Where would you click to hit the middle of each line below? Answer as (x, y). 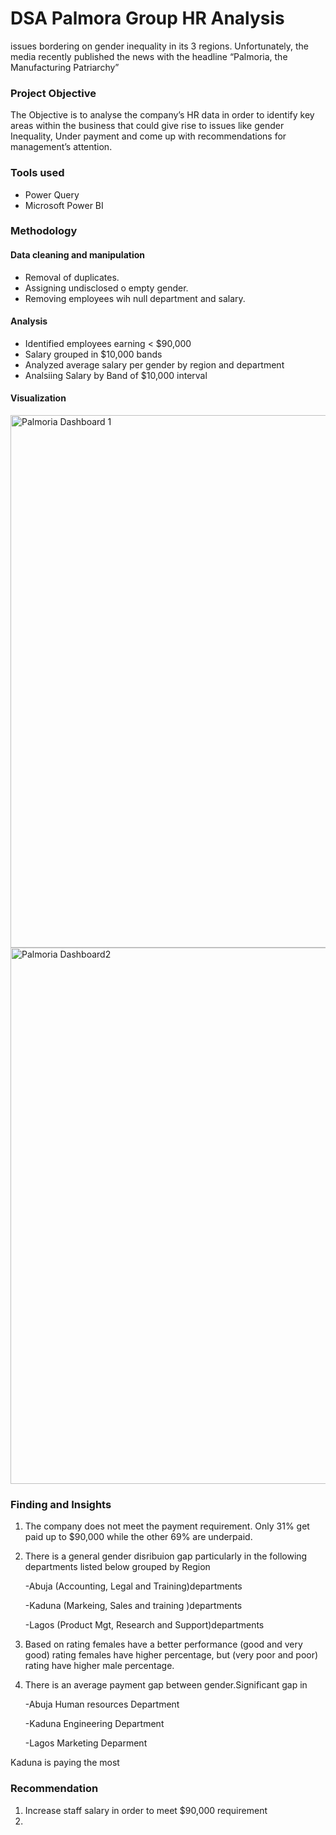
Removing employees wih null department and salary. (135, 298)
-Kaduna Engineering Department (94, 1724)
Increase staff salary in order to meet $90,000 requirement (146, 1810)
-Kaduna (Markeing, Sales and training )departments (133, 1606)
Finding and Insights (61, 1504)
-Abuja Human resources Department (102, 1704)
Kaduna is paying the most (65, 1763)
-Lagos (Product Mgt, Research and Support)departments (144, 1625)
